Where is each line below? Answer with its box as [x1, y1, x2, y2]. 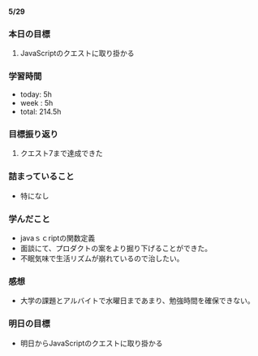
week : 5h [19, 98, 54, 108]
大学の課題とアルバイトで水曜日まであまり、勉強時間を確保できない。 [19, 296, 255, 306]
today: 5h [19, 89, 53, 99]
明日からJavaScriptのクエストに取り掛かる [19, 338, 164, 348]
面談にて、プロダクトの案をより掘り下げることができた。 [19, 244, 213, 254]
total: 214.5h [19, 106, 62, 117]
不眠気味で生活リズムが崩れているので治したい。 [19, 254, 184, 263]
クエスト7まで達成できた [19, 149, 103, 158]
